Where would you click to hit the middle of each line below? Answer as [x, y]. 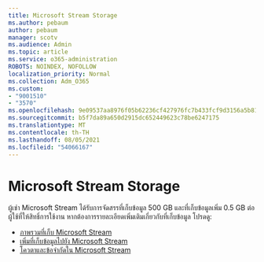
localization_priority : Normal [59, 74]
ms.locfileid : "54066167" [50, 147]
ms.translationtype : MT [47, 125]
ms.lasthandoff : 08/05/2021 [54, 140]
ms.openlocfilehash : [42, 111]
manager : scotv [33, 37]
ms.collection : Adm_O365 [49, 81]
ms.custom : [26, 89]
